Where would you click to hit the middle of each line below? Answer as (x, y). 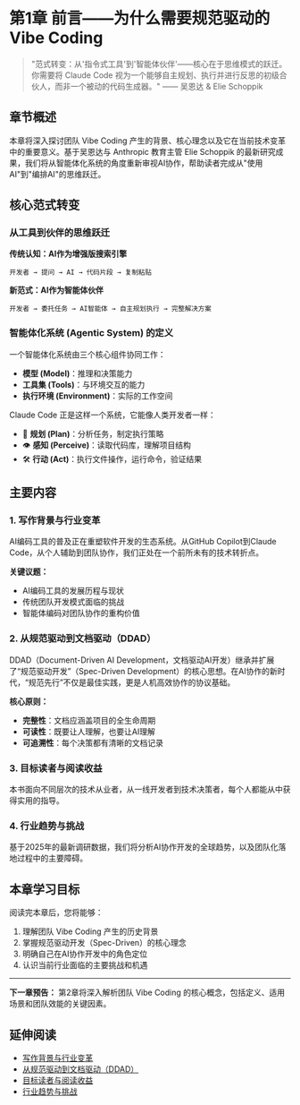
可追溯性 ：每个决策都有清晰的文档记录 (92, 742)
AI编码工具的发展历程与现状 (73, 591)
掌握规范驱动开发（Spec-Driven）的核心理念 (104, 943)
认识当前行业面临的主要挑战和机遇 (85, 965)
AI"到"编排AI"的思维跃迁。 (58, 174)
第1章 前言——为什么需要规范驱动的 (140, 18)
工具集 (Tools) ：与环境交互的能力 (83, 384)
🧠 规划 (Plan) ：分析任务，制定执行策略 (93, 433)
